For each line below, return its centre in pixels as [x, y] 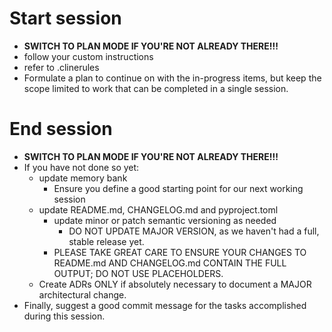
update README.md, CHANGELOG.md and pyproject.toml [158, 209]
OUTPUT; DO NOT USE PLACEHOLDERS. [138, 273]
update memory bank [83, 178]
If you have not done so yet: [81, 167]
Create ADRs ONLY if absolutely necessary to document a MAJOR [175, 284]
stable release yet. [106, 241]
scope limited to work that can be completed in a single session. [156, 88]
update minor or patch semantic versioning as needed [165, 220]
